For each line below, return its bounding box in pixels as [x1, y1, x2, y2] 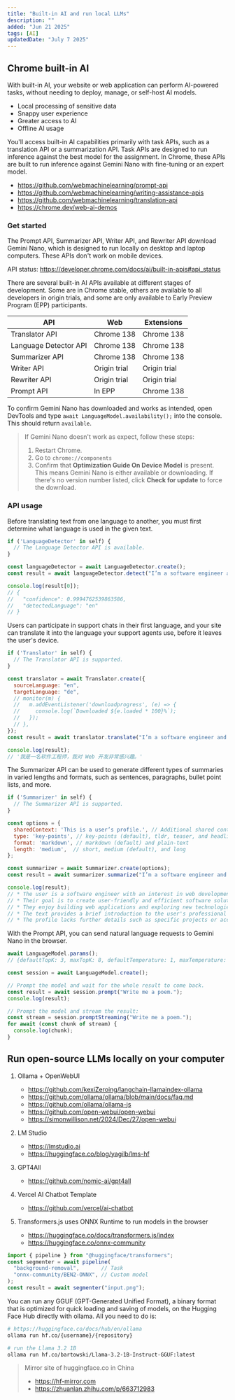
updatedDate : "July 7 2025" [7, 36, 90, 43]
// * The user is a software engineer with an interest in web [7, 890, 196, 897]
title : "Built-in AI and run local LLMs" [7, 10, 130, 17]
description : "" [7, 17, 55, 24]
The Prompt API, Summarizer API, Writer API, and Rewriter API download [7, 237, 217, 245]
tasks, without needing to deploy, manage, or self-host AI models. [7, 88, 197, 97]
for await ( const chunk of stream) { [7, 1021, 117, 1028]
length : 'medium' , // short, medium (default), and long [13, 846, 187, 853]
